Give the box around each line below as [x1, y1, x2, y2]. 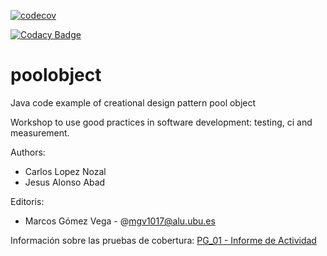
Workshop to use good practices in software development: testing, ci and [10, 116, 313, 128]
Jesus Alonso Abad [24, 176, 106, 188]
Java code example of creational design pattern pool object [10, 96, 257, 109]
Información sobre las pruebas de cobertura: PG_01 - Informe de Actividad [10, 234, 317, 246]
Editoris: [10, 195, 45, 207]
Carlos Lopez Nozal [24, 165, 107, 177]
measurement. [10, 126, 70, 139]
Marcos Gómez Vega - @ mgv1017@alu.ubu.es [24, 215, 216, 227]
